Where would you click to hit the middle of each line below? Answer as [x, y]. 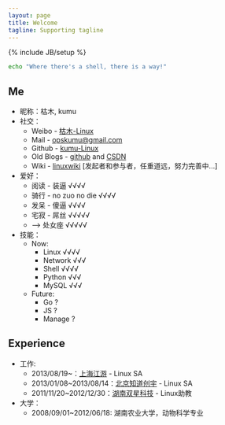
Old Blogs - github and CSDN [79, 157]
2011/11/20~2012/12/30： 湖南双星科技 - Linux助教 [112, 393]
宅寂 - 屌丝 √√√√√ [61, 215]
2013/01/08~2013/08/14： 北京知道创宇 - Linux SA [112, 383]
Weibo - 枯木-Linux [63, 131]
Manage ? [59, 319]
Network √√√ [65, 261]
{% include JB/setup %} [47, 53]
